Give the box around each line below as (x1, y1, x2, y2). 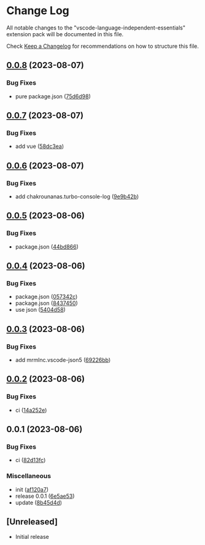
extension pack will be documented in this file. (6, 30, 124, 37)
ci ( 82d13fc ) (15, 457, 46, 464)
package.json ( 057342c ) (15, 293, 78, 301)
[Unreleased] (6, 517, 58, 527)
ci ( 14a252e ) (15, 406, 47, 414)
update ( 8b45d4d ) (15, 498, 63, 506)
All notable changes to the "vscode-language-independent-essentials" (6, 24, 186, 31)
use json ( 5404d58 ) (15, 306, 66, 314)
